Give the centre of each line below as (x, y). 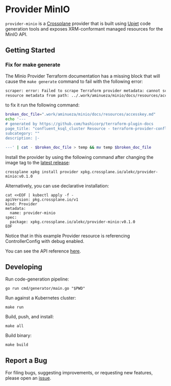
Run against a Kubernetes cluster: (41, 298)
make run (15, 307)
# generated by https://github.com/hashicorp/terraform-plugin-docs (79, 124)
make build (17, 345)
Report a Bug (26, 360)
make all (15, 326)
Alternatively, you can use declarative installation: (57, 186)
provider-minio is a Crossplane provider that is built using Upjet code (78, 23)
